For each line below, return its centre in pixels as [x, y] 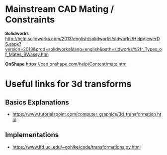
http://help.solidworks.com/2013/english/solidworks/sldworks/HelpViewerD [83, 39]
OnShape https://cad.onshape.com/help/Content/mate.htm [66, 64]
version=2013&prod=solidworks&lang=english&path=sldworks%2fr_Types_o [83, 49]
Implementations [32, 135]
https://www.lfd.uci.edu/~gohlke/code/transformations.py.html [76, 147]
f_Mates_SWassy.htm [27, 54]
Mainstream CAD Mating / [60, 9]
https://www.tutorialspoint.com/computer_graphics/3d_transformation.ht [87, 114]
